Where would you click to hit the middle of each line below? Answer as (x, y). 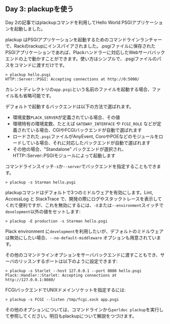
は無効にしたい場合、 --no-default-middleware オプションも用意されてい (81, 237)
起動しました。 (30, 29)
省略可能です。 (38, 95)
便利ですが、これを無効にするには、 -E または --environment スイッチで (91, 205)
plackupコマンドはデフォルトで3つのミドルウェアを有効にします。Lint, (79, 192)
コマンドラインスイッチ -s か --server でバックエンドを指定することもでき (81, 166)
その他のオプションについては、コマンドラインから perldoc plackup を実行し (84, 309)
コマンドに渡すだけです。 (41, 65)
